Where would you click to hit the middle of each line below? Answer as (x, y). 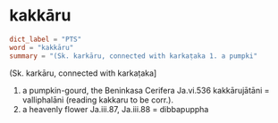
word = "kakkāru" (42, 47)
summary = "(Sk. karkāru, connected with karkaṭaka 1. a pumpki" (133, 56)
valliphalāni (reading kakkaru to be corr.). (98, 100)
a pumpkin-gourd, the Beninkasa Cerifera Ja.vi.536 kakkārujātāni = (146, 90)
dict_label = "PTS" (46, 39)
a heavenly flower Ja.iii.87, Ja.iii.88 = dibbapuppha (115, 109)
